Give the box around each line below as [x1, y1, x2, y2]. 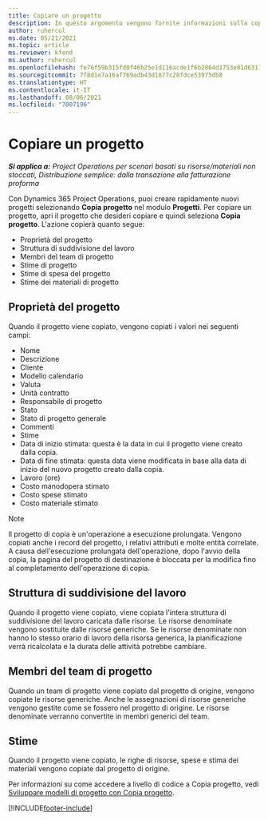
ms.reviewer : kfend [8, 49, 73, 57]
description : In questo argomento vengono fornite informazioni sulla [8, 19, 248, 27]
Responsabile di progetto [19, 396, 103, 406]
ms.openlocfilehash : [8, 64, 77, 72]
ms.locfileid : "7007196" [8, 101, 91, 109]
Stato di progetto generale [19, 413, 106, 423]
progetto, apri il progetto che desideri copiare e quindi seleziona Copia [8, 211, 241, 220]
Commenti [19, 422, 54, 431]
